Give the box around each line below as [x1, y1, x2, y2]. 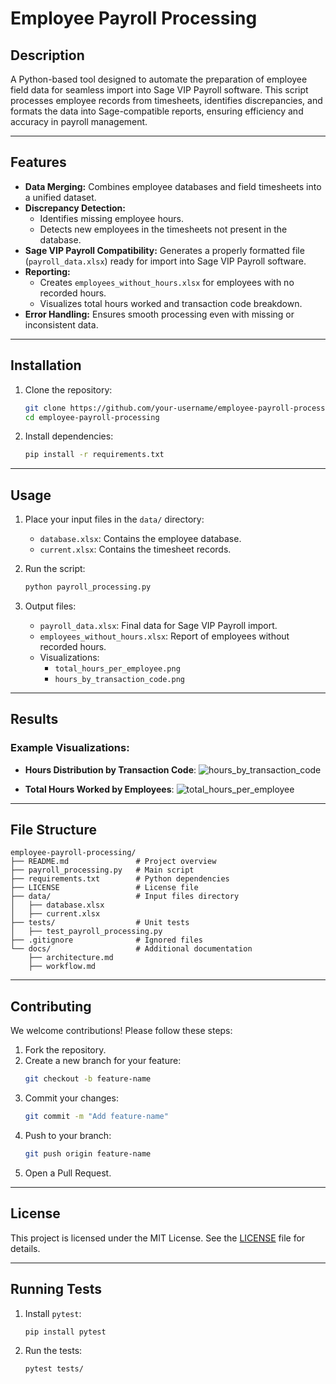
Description [10, 47, 85, 64]
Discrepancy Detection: [24, 202, 126, 214]
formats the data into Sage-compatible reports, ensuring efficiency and [10, 105, 304, 117]
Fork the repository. [24, 1044, 107, 1056]
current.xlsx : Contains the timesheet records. [39, 543, 232, 556]
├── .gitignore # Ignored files [10, 935, 203, 946]
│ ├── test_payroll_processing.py [10, 927, 163, 937]
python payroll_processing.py [24, 582, 152, 592]
